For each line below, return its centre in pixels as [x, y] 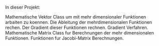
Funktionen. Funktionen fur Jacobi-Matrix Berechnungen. [64, 38]
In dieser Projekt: [23, 7]
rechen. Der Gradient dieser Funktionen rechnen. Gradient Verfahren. [77, 27]
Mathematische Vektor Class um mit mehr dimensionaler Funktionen [76, 17]
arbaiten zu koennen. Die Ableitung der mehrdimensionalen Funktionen [78, 22]
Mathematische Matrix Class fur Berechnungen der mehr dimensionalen [79, 33]
